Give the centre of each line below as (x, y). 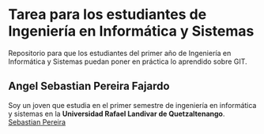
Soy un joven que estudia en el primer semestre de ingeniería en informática (132, 105)
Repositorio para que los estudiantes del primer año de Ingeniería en (120, 53)
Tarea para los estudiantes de (107, 15)
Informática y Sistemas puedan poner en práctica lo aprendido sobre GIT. (128, 61)
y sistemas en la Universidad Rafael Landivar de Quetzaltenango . (117, 114)
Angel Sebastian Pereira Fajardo (89, 86)
